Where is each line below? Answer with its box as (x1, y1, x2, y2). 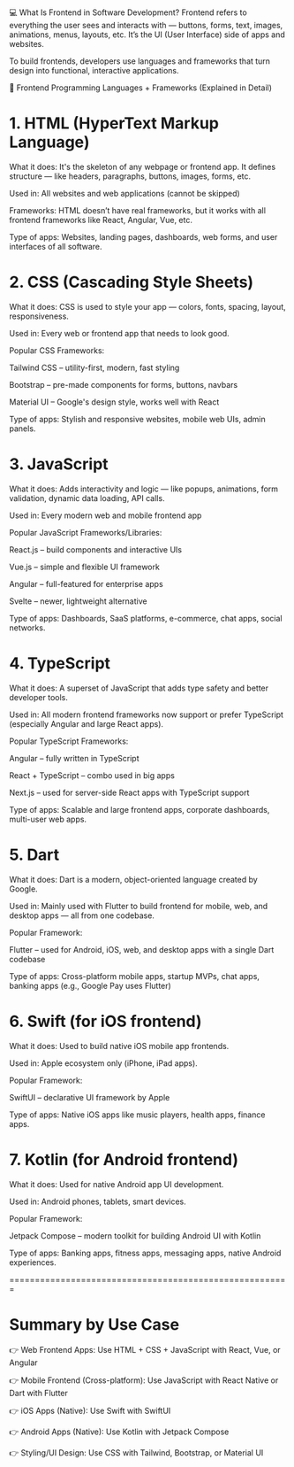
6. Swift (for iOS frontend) (9, 1011, 202, 1031)
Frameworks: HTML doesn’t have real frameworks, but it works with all (9, 205, 267, 215)
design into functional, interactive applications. (9, 66, 179, 75)
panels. (9, 423, 36, 434)
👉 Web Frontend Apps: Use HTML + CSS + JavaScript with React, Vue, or (9, 1344, 281, 1355)
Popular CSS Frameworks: (9, 344, 105, 356)
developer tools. (9, 691, 68, 702)
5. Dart (9, 845, 60, 865)
